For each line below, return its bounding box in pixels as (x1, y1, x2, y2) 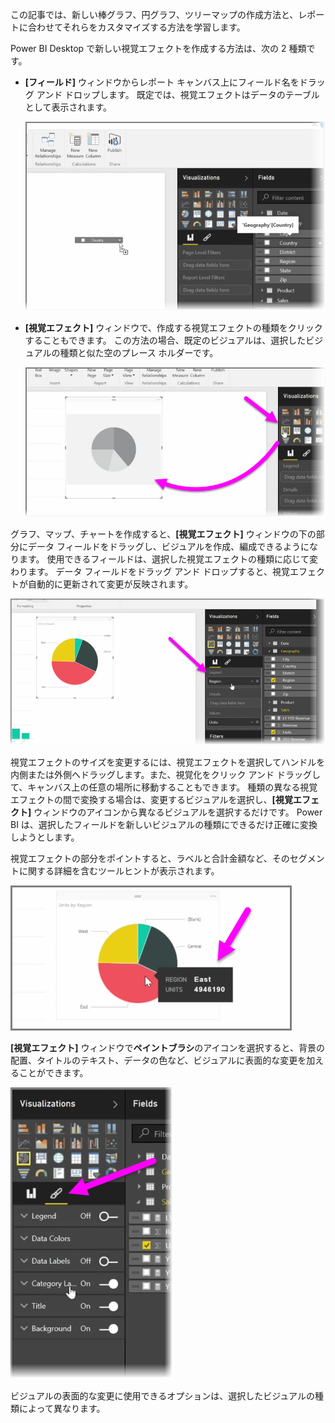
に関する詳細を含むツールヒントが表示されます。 (18, 864, 220, 877)
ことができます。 (18, 1066, 89, 1078)
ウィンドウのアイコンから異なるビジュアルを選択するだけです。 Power (33, 806, 323, 818)
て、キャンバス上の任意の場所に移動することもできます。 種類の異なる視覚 (10, 781, 318, 793)
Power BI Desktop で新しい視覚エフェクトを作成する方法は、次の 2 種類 (10, 43, 307, 54)
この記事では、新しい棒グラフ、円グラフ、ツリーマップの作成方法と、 (10, 9, 299, 20)
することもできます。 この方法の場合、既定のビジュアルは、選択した (24, 334, 307, 346)
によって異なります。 (18, 1402, 106, 1414)
